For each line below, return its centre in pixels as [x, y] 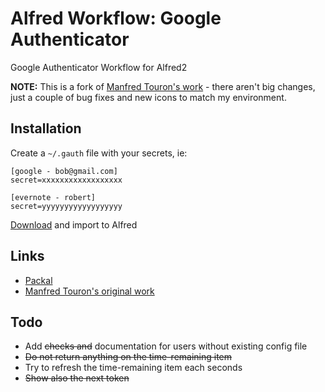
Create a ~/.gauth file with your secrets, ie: [99, 153]
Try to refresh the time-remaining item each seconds [133, 368]
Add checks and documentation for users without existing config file [166, 346]
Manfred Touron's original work [89, 291]
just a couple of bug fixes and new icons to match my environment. [148, 97]
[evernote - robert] [53, 197]
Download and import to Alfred [74, 224]
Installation [46, 128]
